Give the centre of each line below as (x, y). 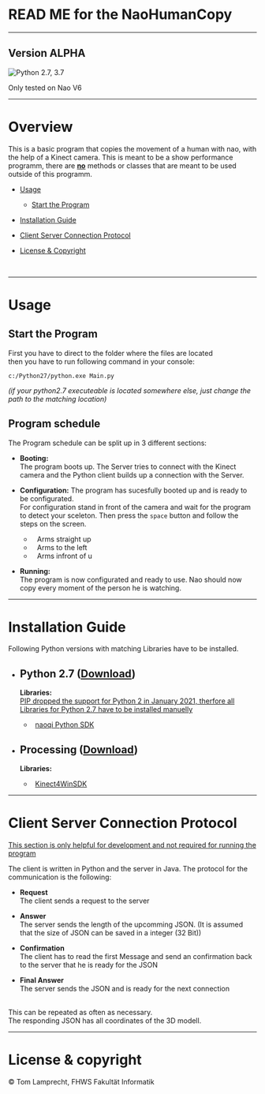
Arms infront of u (65, 556)
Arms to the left (62, 547)
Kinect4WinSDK (61, 784)
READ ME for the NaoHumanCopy (120, 15)
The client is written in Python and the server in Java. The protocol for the (128, 869)
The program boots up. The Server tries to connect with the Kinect (128, 466)
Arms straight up (64, 539)
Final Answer (42, 980)
